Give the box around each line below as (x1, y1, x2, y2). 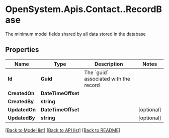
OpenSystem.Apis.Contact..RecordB (5, 4, 162, 15)
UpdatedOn (8, 106, 36, 113)
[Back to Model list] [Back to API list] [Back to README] (5, 127, 121, 133)
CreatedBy (8, 98, 34, 105)
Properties (5, 45, 39, 54)
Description (94, 60, 123, 67)
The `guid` (84, 69, 109, 76)
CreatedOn (8, 90, 35, 97)
